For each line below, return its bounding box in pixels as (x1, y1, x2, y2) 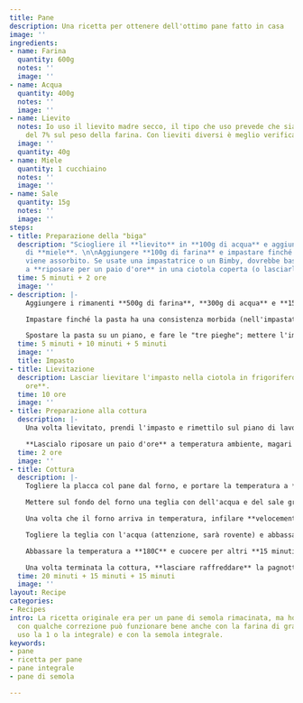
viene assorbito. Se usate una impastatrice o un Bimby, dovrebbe (25, 256, 280, 266)
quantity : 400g (17, 88, 75, 97)
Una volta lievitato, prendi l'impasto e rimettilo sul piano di (25, 423, 277, 432)
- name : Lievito (9, 114, 70, 123)
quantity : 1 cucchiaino (17, 164, 106, 173)
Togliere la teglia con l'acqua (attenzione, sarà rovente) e (25, 530, 264, 540)
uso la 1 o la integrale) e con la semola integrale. (17, 630, 224, 639)
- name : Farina (9, 47, 67, 56)
